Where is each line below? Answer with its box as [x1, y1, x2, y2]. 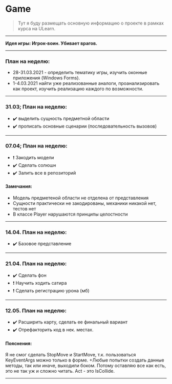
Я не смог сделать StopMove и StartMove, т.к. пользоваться [5, 352, 136, 358]
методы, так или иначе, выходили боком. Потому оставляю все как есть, [5, 362, 166, 369]
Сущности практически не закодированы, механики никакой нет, [12, 200, 157, 206]
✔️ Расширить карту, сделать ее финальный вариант [12, 318, 128, 325]
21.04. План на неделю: [5, 260, 67, 267]
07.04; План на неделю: [5, 142, 68, 150]
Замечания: [5, 183, 32, 189]
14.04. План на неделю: [5, 228, 67, 236]
